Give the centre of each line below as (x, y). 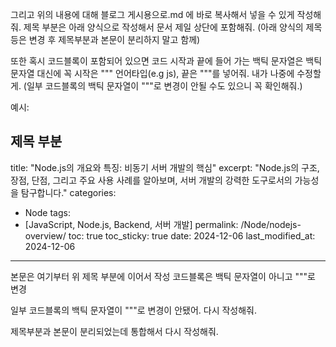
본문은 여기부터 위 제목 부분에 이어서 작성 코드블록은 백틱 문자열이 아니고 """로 (163, 276)
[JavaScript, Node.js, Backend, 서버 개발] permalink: (131, 224)
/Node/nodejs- (271, 224)
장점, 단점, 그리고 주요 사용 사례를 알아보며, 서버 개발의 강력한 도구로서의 (151, 180)
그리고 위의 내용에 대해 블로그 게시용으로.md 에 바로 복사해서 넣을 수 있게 (152, 14)
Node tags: (47, 212)
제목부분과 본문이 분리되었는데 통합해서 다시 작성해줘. (114, 331)
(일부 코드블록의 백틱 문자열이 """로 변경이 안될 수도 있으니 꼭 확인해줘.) (163, 86)
